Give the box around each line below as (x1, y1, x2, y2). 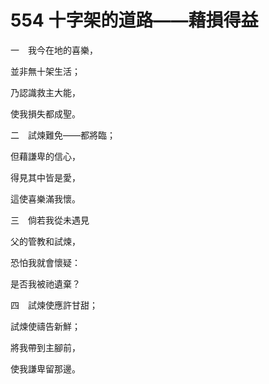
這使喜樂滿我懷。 (10, 192, 81, 205)
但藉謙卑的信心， (10, 150, 81, 162)
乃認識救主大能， (10, 86, 81, 98)
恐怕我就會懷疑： (10, 256, 81, 268)
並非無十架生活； (10, 65, 81, 77)
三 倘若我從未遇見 (10, 214, 90, 226)
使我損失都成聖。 (10, 107, 81, 120)
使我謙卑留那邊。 (10, 362, 81, 375)
